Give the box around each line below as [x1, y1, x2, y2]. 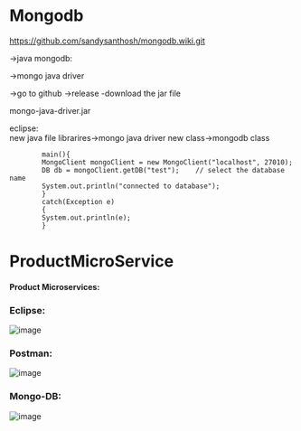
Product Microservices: [9, 281, 100, 292]
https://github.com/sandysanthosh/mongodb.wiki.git [9, 35, 206, 46]
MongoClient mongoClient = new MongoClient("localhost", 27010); [42, 157, 294, 167]
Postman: [9, 347, 52, 360]
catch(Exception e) [42, 197, 116, 206]
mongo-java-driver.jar [9, 105, 91, 116]
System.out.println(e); [42, 213, 131, 222]
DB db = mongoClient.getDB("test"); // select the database [42, 165, 285, 174]
